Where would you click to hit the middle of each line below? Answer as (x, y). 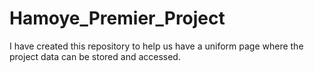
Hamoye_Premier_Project (117, 18)
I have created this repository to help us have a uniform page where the (156, 46)
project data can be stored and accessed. (95, 56)
